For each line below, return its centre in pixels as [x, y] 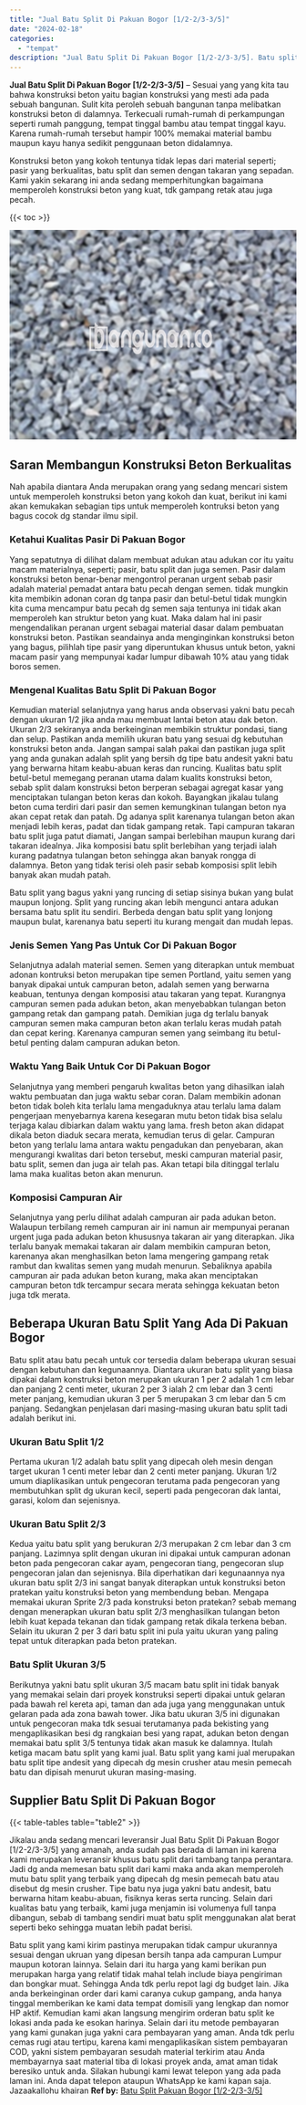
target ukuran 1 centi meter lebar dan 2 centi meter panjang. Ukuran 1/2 [143, 1471]
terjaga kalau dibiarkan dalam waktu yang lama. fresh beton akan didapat [147, 1125]
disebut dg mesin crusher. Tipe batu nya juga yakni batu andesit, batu [140, 1889]
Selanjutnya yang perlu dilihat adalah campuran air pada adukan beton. [143, 1217]
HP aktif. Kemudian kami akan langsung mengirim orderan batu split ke [142, 2013]
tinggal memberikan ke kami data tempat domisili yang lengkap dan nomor [149, 2004]
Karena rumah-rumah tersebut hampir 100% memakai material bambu [141, 133]
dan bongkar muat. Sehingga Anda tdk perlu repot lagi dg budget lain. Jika [149, 1984]
